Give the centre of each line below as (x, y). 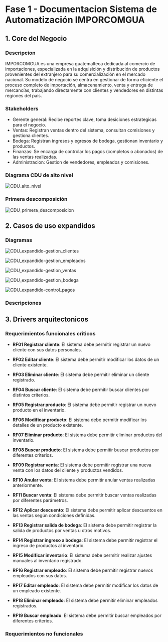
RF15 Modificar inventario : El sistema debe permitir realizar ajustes (82, 555)
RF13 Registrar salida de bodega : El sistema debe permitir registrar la (85, 525)
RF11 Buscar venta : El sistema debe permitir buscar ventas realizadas (85, 495)
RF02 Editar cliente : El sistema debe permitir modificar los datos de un (86, 359)
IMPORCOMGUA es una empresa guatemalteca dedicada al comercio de (80, 63)
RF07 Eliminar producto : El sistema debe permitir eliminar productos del (87, 435)
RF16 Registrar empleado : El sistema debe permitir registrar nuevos (83, 570)
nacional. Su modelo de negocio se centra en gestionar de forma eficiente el (84, 79)
